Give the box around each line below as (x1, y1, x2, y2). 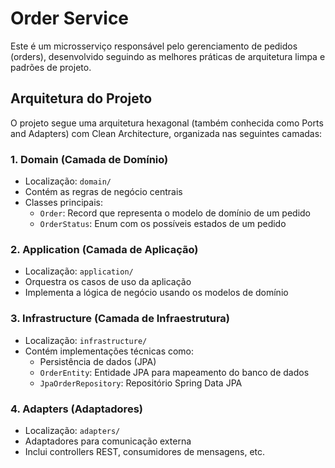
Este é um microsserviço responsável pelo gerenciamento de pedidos (10, 40, 298, 52)
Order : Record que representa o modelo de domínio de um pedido (39, 207, 312, 219)
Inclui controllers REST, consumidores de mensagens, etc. (24, 445, 266, 457)
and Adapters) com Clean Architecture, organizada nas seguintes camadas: (10, 127, 323, 139)
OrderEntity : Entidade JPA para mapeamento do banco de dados (39, 366, 310, 378)
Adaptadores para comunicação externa (24, 435, 192, 447)
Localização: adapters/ (24, 424, 121, 436)
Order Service (10, 7, 130, 30)
